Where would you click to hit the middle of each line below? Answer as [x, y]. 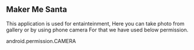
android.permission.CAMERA [41, 41]
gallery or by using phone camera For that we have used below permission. [97, 30]
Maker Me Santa [37, 10]
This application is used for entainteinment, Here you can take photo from [95, 23]
